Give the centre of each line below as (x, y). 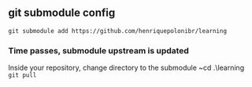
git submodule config (62, 13)
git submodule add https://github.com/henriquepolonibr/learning (117, 31)
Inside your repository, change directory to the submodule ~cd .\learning (126, 68)
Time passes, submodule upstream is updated (98, 50)
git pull (22, 75)
